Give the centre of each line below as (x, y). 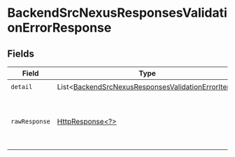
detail (22, 87)
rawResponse (31, 122)
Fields (21, 54)
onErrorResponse (59, 28)
